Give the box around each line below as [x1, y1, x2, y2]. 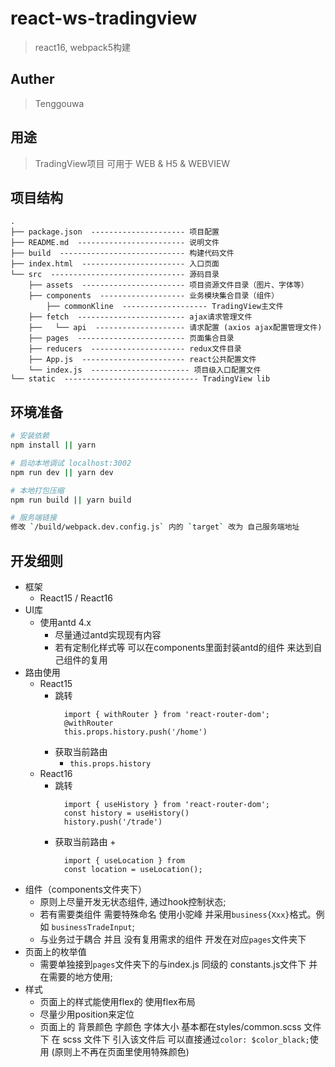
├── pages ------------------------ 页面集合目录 [28, 333, 235, 344]
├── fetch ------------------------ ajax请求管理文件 [28, 312, 253, 322]
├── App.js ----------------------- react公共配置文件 [28, 355, 257, 365]
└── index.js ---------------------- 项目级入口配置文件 [28, 365, 262, 376]
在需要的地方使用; [39, 971, 113, 982]
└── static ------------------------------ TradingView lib [10, 374, 271, 384]
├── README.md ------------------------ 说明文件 [10, 238, 220, 248]
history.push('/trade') [63, 817, 163, 827]
